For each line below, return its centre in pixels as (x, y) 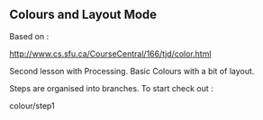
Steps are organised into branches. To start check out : (111, 88)
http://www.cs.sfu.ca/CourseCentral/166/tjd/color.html (110, 54)
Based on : (29, 36)
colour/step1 (32, 106)
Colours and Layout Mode (83, 15)
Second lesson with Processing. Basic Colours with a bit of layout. (132, 71)
